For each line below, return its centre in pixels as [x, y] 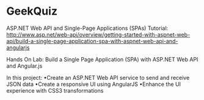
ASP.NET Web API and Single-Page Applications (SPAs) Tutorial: [87, 28]
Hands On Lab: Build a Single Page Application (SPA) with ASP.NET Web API [102, 59]
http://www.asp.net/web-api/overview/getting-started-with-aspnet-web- [98, 34]
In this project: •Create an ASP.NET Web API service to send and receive [98, 77]
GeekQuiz [32, 11]
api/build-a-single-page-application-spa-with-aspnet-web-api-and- [92, 41]
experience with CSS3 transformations [55, 90]
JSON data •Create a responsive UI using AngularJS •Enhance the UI [94, 84]
